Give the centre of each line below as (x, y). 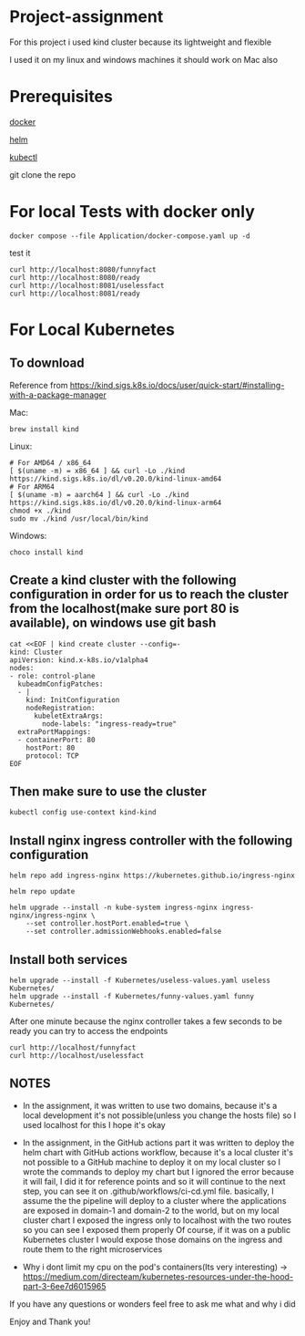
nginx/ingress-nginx (49, 916)
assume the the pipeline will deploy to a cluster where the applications (154, 1200)
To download (47, 363)
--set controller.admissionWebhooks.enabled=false (124, 932)
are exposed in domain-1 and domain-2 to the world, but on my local (151, 1210)
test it (20, 253)
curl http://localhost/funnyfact (73, 1048)
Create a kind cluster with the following (123, 580)
